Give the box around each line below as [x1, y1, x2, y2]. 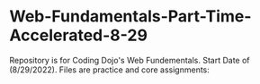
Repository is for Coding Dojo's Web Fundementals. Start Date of [9, 55, 250, 65]
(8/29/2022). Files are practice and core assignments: [9, 64, 210, 75]
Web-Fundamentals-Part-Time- [9, 6, 252, 27]
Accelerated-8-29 [9, 25, 148, 46]
